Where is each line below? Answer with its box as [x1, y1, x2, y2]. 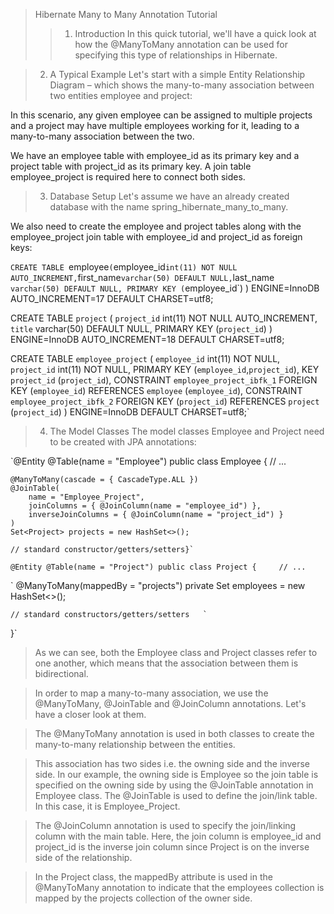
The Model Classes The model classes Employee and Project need [49, 425, 325, 437]
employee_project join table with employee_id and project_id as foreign [10, 231, 303, 243]
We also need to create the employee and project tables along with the [10, 220, 302, 232]
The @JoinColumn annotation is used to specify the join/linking [34, 820, 297, 831]
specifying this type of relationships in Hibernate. [74, 49, 278, 61]
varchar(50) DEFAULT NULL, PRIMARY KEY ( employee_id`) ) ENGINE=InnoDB [10, 282, 320, 294]
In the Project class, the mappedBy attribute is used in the [34, 871, 273, 883]
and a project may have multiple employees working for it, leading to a [10, 120, 300, 131]
